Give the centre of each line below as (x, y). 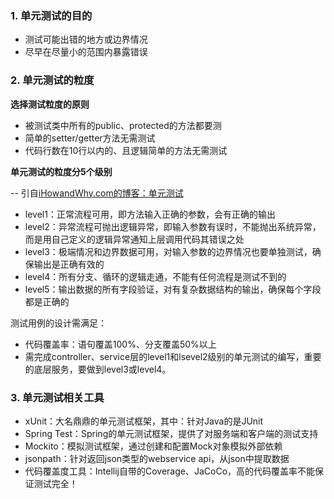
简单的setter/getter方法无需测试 (90, 138)
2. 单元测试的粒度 (52, 80)
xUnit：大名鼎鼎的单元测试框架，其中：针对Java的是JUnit (144, 421)
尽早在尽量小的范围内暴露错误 (86, 52)
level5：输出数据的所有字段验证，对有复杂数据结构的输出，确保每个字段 (173, 289)
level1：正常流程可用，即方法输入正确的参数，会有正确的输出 (150, 214)
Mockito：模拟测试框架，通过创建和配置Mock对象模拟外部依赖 (153, 446)
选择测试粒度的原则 (50, 104)
